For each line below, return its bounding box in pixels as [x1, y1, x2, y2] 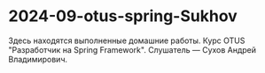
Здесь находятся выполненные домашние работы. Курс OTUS [8, 35, 246, 46]
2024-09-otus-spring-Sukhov [8, 6, 238, 26]
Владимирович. [8, 54, 68, 64]
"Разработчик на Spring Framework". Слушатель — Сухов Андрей [8, 44, 257, 55]
